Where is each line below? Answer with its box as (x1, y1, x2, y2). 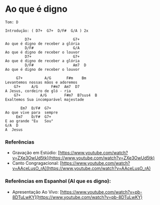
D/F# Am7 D (24, 62, 87, 67)
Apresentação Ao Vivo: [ (12, 189, 62, 195)
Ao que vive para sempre (5, 110, 58, 115)
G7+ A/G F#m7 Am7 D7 (14, 84, 80, 89)
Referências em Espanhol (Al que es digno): (5, 178, 111, 185)
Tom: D (5, 20, 19, 25)
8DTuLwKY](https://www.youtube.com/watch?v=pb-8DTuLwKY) (12, 194, 143, 200)
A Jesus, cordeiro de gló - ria (5, 88, 71, 93)
